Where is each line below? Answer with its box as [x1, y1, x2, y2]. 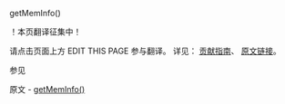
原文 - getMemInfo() [9, 84, 86, 94]
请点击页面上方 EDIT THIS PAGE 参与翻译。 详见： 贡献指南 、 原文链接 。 [9, 45, 282, 56]
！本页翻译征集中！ [9, 26, 82, 37]
